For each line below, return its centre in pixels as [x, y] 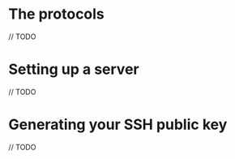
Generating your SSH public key [118, 125]
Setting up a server [74, 69]
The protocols [57, 14]
